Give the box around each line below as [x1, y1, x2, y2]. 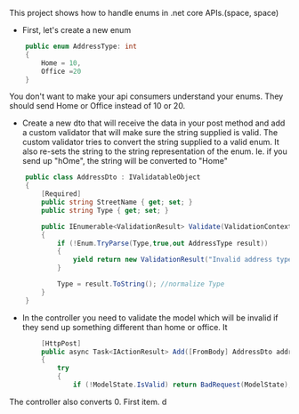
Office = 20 [41, 67, 82, 76]
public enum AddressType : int [25, 42, 138, 51]
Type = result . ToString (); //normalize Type [56, 280, 225, 288]
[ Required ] [41, 190, 82, 199]
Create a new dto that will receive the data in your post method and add [21, 118, 286, 128]
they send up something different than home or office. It [21, 321, 229, 332]
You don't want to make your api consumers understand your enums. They [9, 91, 284, 101]
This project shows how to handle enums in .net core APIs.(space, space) [9, 8, 279, 18]
